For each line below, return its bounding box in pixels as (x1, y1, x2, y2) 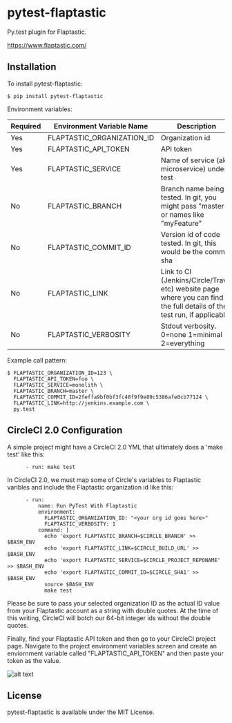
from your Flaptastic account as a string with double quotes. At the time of (7, 606, 219, 615)
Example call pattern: (7, 356, 68, 364)
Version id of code (161, 229, 220, 239)
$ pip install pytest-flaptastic (7, 93, 104, 99)
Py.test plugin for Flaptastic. (7, 28, 87, 36)
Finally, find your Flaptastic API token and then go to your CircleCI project (7, 634, 216, 643)
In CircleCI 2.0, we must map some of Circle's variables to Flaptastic (7, 475, 202, 484)
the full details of (161, 301, 215, 311)
